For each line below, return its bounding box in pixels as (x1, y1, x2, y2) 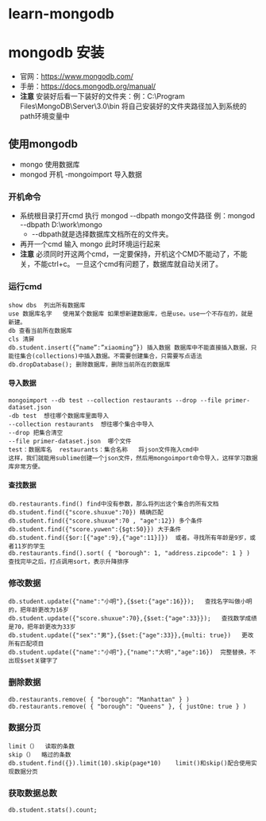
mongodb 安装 (8, 44, 105, 62)
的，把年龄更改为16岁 (8, 606, 69, 614)
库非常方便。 (8, 463, 44, 471)
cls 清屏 (8, 335, 35, 343)
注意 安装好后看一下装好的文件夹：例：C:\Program (19, 92, 185, 101)
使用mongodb (8, 137, 78, 151)
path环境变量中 (19, 111, 70, 121)
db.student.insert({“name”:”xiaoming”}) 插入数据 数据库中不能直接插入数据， (8, 343, 252, 351)
